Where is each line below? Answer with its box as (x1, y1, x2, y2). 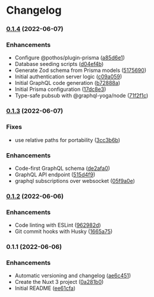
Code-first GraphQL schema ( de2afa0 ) (14, 165, 111, 172)
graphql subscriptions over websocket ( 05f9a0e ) (14, 177, 136, 184)
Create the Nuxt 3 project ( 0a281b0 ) (14, 279, 104, 286)
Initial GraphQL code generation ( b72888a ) (14, 80, 121, 87)
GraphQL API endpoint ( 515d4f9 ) (14, 170, 96, 178)
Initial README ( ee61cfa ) (14, 285, 76, 292)
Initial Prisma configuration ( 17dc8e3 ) (14, 86, 106, 93)
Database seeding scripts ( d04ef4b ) (14, 61, 104, 68)
